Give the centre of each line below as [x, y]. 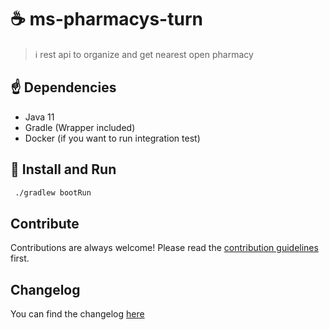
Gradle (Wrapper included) [80, 127]
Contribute [45, 223]
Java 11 [39, 117]
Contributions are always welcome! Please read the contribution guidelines [164, 248]
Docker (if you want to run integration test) [112, 138]
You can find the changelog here [77, 314]
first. [20, 258]
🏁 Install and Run [63, 169]
